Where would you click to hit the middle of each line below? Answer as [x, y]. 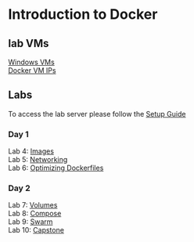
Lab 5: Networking [38, 160]
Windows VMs [31, 62]
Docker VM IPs [32, 70]
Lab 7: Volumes [33, 205]
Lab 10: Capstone [36, 230]
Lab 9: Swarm [31, 222]
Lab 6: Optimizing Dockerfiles [56, 168]
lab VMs [29, 43]
